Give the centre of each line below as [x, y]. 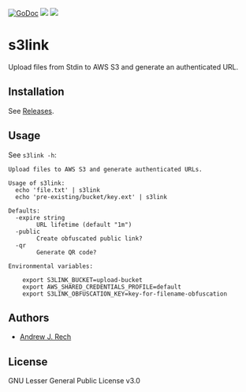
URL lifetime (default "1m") [84, 224]
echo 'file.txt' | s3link [58, 190]
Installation [36, 92]
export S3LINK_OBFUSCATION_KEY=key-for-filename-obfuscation [125, 294]
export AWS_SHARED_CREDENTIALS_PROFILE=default [102, 287]
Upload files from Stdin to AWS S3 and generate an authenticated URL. [123, 66]
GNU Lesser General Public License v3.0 [74, 381]
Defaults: [24, 211]
